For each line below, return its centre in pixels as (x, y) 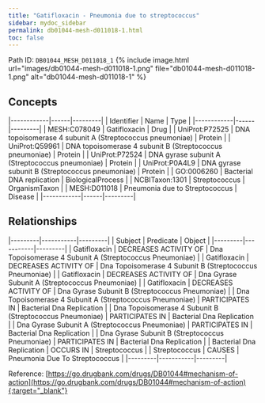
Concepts (33, 102)
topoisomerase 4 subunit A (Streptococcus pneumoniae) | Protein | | (119, 138)
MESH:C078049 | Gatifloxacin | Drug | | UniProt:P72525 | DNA (149, 129)
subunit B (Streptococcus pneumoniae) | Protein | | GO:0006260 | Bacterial (131, 172)
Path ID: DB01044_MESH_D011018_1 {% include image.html (99, 60)
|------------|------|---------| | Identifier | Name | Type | (100, 121)
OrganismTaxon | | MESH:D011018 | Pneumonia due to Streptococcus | (123, 188)
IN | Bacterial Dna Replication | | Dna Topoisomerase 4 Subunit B (114, 308)
